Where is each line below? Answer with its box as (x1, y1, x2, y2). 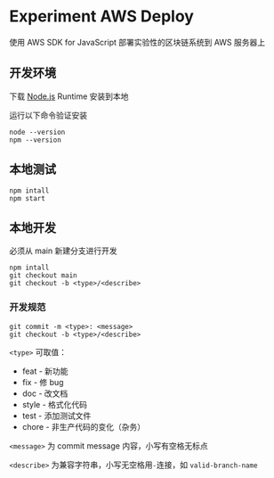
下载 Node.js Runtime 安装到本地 (9, 91, 129, 102)
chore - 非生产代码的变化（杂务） (21, 421, 145, 432)
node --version (9, 128, 66, 136)
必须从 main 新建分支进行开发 (9, 245, 117, 256)
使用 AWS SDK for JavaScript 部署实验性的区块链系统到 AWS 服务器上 (9, 37, 266, 47)
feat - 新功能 (21, 366, 68, 376)
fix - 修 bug (21, 376, 64, 387)
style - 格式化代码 (21, 399, 87, 409)
